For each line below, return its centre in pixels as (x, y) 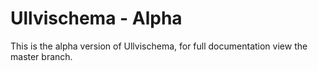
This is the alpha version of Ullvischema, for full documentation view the (159, 46)
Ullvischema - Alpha (96, 18)
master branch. (41, 56)
